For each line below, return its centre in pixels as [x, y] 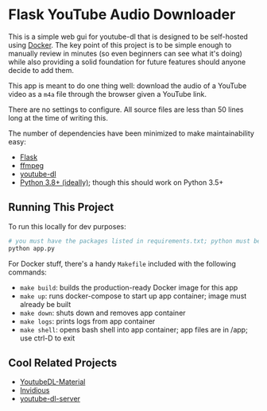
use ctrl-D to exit [47, 338]
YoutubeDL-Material [52, 382]
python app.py [32, 248]
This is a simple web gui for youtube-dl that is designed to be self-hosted [128, 36]
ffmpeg [32, 165]
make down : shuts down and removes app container [103, 313]
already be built [45, 304]
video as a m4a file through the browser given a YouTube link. [107, 94]
